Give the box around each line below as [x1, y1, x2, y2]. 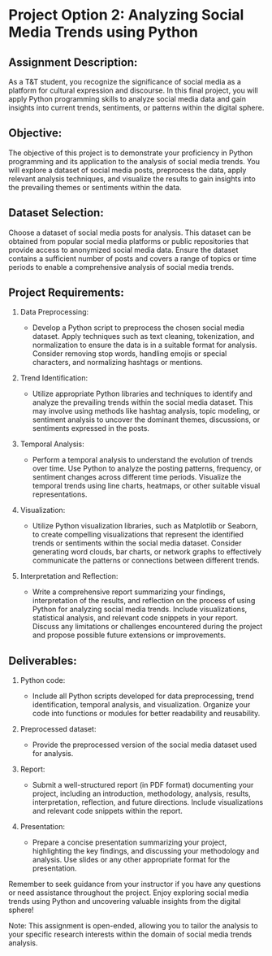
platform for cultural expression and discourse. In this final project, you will [8, 85, 258, 95]
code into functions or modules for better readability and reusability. [32, 709, 261, 719]
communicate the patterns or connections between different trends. [32, 555, 260, 566]
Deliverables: [8, 654, 77, 667]
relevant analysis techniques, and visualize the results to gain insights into [8, 173, 256, 184]
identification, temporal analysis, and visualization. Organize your [32, 700, 251, 710]
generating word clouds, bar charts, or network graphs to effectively [32, 547, 262, 557]
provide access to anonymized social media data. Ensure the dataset [8, 245, 239, 254]
